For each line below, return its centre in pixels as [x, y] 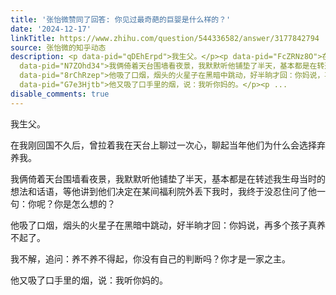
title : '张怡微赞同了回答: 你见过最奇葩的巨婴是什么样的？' [121, 19]
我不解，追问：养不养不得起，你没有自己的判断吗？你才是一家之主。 [150, 258]
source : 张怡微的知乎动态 [58, 47]
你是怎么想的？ [84, 203]
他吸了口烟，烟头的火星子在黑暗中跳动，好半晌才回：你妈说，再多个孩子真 [163, 225]
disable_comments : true [60, 94]
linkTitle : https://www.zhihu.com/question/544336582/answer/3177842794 [165, 38]
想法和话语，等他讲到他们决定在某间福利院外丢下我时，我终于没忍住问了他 [163, 191]
